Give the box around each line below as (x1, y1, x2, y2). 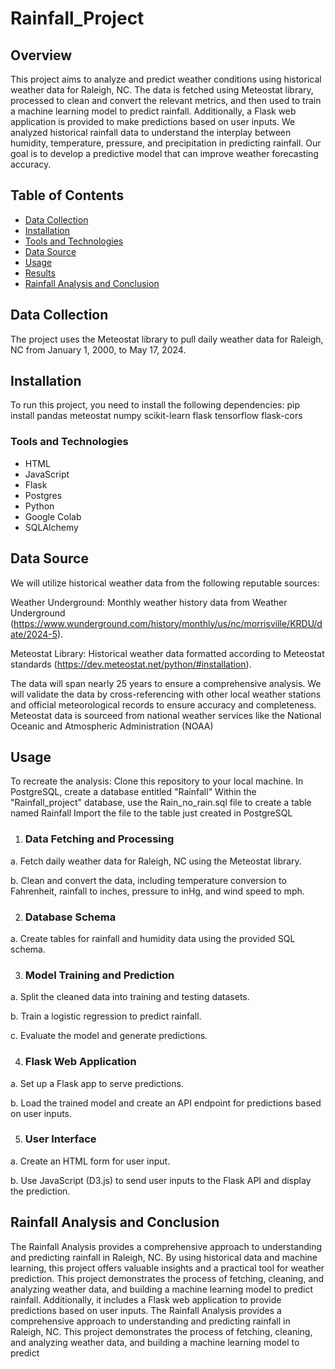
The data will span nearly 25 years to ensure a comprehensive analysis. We (10, 677, 322, 689)
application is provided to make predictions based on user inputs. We (10, 116, 296, 127)
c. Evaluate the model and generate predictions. (10, 1030, 208, 1042)
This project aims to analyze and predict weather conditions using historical (10, 73, 322, 85)
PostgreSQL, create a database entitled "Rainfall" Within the (10, 786, 257, 798)
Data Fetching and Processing (24, 832, 175, 846)
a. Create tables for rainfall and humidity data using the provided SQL (10, 932, 296, 944)
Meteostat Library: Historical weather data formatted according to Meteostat (10, 647, 325, 659)
